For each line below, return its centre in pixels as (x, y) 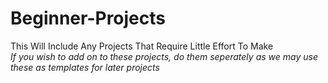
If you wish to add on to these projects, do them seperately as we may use (164, 56)
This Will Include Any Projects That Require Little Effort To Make (142, 46)
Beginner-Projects (88, 18)
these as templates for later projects (85, 67)
